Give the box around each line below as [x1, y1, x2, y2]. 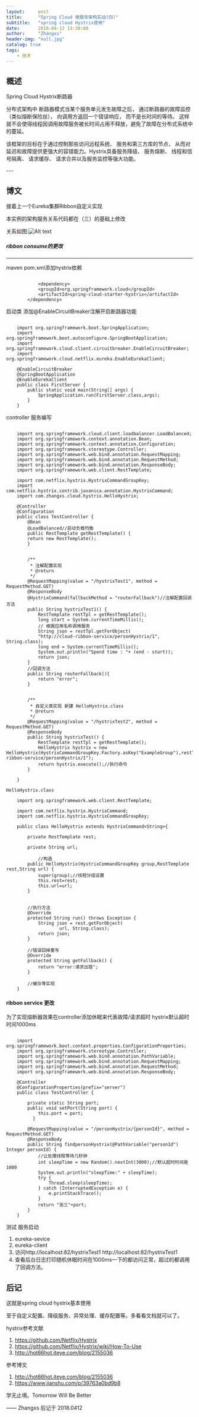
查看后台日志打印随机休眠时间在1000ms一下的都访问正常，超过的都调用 [14, 1256, 190, 1263]
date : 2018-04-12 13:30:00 [6, 25, 89, 31]
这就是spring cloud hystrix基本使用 [6, 1300, 91, 1307]
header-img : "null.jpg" [6, 36, 65, 42]
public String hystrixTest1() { [27, 607, 108, 612]
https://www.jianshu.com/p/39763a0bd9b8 [14, 1380, 121, 1387]
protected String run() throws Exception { [27, 915, 136, 921]
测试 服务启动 [6, 1224, 39, 1231]
